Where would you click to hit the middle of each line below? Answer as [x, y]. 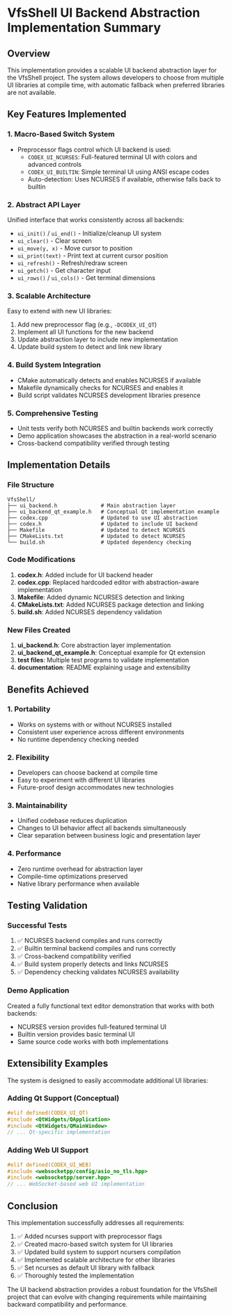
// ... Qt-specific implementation [59, 1132]
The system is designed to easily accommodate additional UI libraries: [108, 1080]
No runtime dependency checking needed [78, 739]
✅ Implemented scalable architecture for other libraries [96, 1260]
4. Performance [34, 854]
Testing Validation [48, 906]
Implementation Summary [84, 28]
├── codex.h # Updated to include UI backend [102, 524]
